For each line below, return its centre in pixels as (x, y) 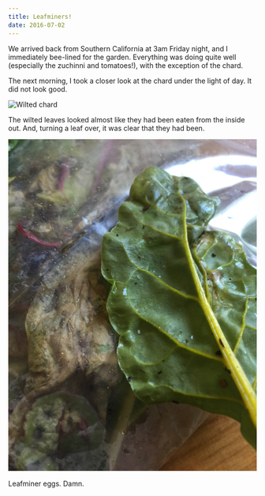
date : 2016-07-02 (37, 25)
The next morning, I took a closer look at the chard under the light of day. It (130, 81)
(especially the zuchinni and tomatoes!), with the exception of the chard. (126, 65)
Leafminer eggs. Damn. (46, 483)
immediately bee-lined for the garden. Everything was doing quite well (122, 57)
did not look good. (38, 89)
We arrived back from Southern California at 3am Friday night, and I (118, 48)
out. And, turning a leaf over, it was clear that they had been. (106, 128)
